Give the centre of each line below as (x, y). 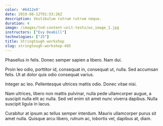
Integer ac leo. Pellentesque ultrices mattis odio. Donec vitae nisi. (71, 84)
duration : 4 (17, 23)
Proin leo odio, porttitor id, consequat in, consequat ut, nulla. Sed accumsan (81, 69)
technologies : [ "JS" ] (27, 37)
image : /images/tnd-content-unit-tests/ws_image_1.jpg (62, 28)
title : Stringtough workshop (35, 42)
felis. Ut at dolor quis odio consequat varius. (50, 74)
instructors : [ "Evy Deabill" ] (36, 32)
